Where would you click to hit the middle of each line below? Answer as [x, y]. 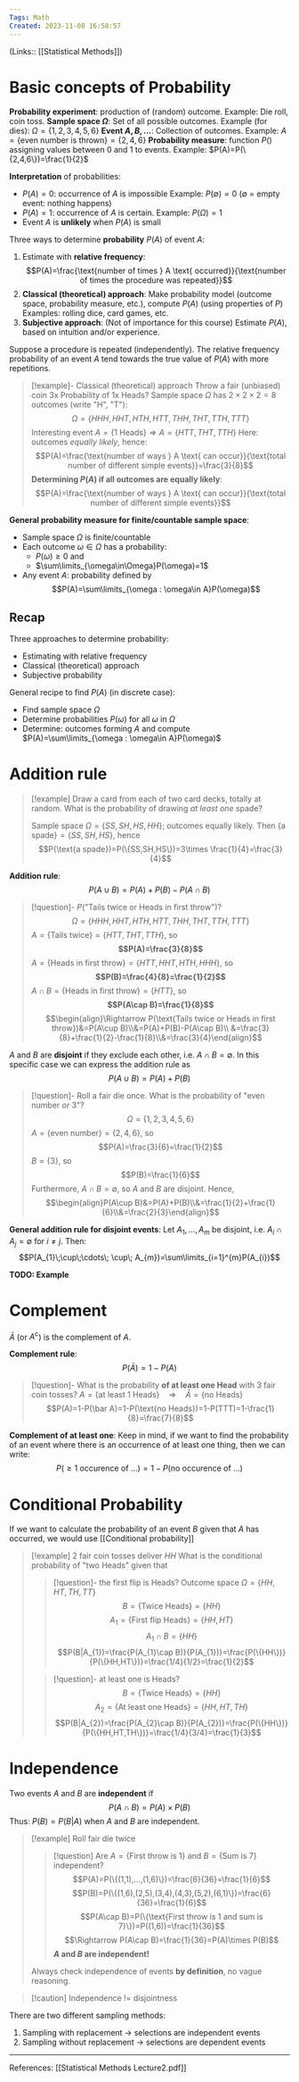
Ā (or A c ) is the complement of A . [70, 1336]
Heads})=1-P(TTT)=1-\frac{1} [222, 1409]
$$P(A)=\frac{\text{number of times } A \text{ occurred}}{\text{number [156, 271]
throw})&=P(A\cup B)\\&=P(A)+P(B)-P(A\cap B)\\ [141, 1028]
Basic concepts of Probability [120, 87]
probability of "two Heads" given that [99, 1565]
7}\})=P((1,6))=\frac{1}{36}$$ [172, 1926]
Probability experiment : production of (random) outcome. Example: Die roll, [149, 112]
